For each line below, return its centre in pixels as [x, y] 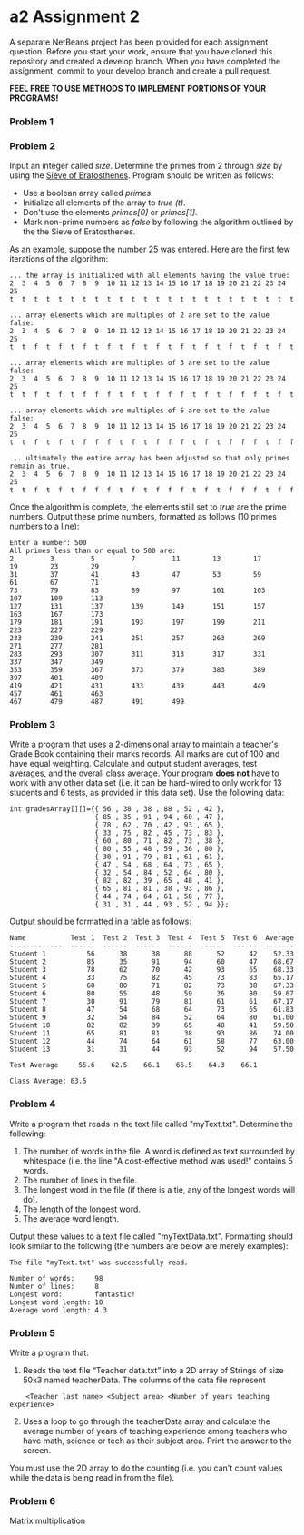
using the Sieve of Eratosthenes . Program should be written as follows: [142, 175]
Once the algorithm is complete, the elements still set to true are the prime [148, 507]
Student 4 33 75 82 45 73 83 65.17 [152, 978]
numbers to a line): [44, 526]
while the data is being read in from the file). [92, 1478]
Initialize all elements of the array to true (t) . [104, 203]
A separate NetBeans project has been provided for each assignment [139, 42]
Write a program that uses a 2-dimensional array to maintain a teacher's [144, 744]
